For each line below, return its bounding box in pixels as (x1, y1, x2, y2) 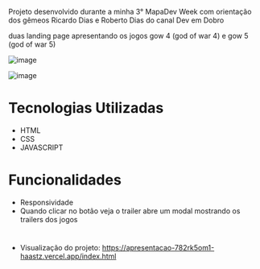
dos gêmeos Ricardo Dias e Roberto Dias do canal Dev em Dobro (8, 15, 225, 25)
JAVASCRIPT (19, 143, 64, 152)
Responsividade (19, 197, 74, 207)
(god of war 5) (8, 39, 56, 49)
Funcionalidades (8, 171, 122, 189)
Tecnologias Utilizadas (8, 99, 164, 118)
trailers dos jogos (19, 214, 78, 224)
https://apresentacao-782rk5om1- (101, 243, 215, 253)
